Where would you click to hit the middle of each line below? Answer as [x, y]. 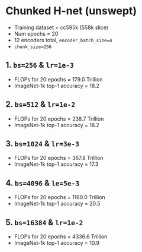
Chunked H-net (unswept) [71, 11]
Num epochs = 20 [36, 33]
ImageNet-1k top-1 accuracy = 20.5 [57, 204]
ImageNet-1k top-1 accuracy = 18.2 [57, 86]
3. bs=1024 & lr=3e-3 [42, 144]
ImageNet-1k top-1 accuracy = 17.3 [56, 164]
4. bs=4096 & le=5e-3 [43, 183]
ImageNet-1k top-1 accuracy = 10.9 [57, 243]
